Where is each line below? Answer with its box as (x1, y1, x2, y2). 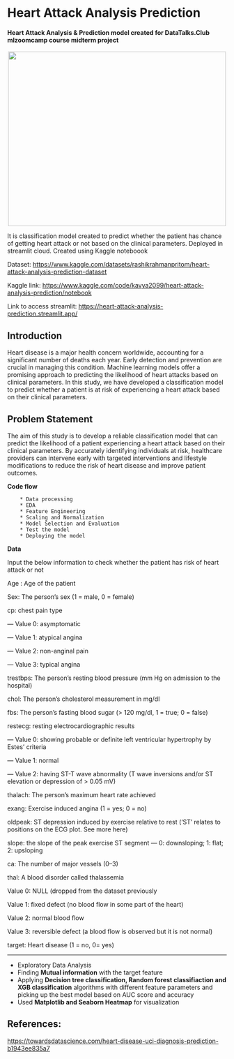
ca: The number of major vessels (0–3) (7, 860, 118, 868)
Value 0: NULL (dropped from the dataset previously (7, 887, 157, 895)
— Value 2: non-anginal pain (7, 647, 89, 656)
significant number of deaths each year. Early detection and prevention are (7, 356, 222, 364)
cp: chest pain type (7, 606, 63, 615)
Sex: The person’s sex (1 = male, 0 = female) (7, 593, 134, 601)
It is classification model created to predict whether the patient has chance (7, 232, 222, 240)
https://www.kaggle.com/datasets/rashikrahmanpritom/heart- (32, 260, 210, 269)
